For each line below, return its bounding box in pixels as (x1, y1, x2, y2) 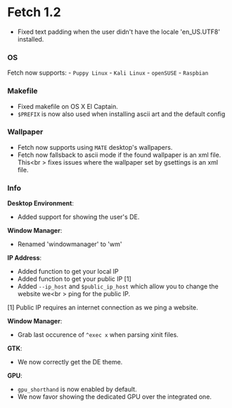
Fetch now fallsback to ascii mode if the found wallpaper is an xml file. (17, 151, 221, 159)
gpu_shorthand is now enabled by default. (17, 385, 137, 394)
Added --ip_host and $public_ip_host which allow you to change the (17, 282, 219, 291)
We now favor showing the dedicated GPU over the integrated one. (17, 393, 212, 401)
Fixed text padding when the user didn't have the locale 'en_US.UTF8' (17, 27, 220, 36)
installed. (17, 34, 44, 43)
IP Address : (7, 254, 42, 262)
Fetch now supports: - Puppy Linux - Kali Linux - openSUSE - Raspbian (7, 68, 209, 77)
